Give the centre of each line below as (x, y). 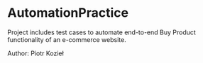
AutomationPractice (68, 13)
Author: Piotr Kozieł (35, 53)
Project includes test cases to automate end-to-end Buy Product (102, 32)
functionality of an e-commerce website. (67, 39)
